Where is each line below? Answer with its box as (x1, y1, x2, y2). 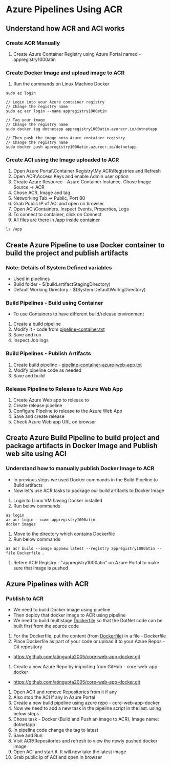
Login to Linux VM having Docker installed (13, 497, 103, 503)
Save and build (13, 372, 45, 378)
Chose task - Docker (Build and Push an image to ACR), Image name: (13, 716, 159, 722)
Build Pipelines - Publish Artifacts (6, 350, 91, 357)
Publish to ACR (6, 595, 44, 602)
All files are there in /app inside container (13, 217, 100, 223)
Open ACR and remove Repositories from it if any (13, 689, 117, 695)
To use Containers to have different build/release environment (13, 311, 144, 317)
